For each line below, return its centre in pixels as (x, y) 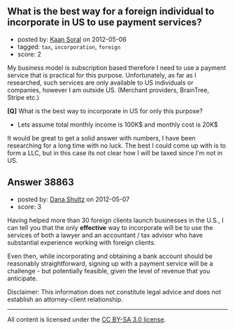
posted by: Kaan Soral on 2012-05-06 (72, 39)
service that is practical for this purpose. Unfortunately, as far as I (102, 75)
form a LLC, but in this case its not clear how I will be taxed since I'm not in (115, 152)
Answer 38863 (41, 182)
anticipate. (22, 278)
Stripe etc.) (23, 97)
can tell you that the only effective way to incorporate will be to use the (110, 227)
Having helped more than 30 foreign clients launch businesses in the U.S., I (115, 220)
